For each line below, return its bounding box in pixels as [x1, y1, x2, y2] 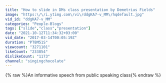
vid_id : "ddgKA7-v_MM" [5, 16, 52, 21]
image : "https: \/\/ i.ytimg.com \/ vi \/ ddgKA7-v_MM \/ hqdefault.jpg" [5, 12, 144, 17]
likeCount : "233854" [5, 49, 48, 54]
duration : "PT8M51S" [5, 40, 48, 45]
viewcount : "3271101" [5, 44, 50, 49]
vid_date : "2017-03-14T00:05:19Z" [5, 35, 77, 40]
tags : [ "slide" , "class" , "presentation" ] [5, 26, 91, 31]
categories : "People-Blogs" [5, 21, 64, 26]
